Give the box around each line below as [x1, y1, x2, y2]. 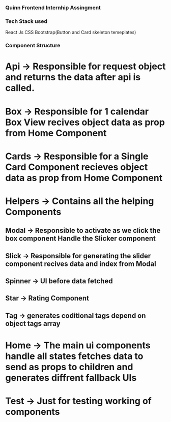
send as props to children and [5, 361, 133, 373]
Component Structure [5, 42, 61, 49]
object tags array [5, 319, 61, 328]
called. [5, 82, 35, 94]
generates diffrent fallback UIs [5, 372, 137, 384]
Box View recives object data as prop [5, 116, 165, 128]
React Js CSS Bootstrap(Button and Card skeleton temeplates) [5, 29, 136, 36]
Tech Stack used [5, 17, 47, 24]
